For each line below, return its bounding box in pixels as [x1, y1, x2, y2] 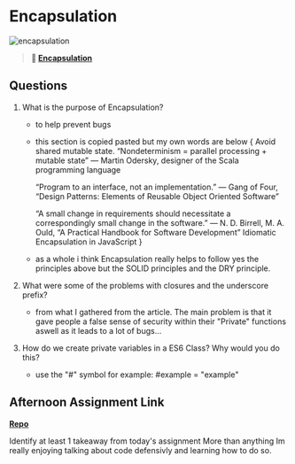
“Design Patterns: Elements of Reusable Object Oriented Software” [35, 190, 279, 201]
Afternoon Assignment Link [9, 395, 165, 410]
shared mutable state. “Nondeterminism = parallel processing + [35, 145, 268, 156]
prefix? [21, 290, 48, 300]
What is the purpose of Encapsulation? [21, 102, 164, 112]
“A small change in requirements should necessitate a [35, 208, 231, 219]
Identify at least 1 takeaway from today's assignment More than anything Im [9, 436, 285, 446]
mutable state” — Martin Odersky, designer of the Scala [35, 155, 239, 166]
